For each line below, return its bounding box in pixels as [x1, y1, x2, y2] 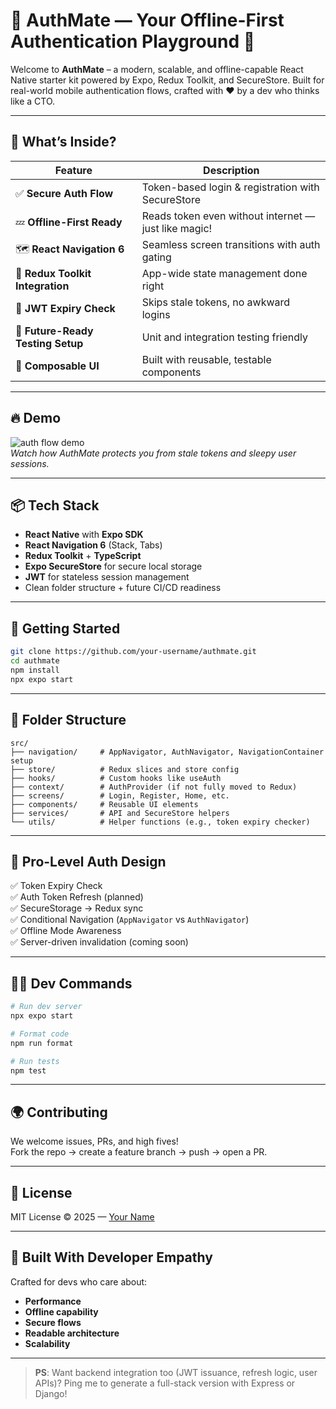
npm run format [10, 1038, 74, 1048]
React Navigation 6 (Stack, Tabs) [24, 539, 163, 551]
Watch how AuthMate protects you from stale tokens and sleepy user [10, 447, 297, 459]
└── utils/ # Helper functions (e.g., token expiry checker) [10, 817, 311, 827]
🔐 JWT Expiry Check [15, 301, 116, 315]
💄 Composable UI [15, 359, 100, 373]
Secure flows [24, 1316, 82, 1328]
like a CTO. [10, 95, 56, 107]
